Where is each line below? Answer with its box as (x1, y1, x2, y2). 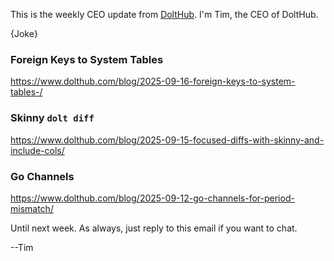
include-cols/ (10, 144, 65, 156)
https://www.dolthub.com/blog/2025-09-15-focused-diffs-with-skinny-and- (10, 134, 325, 146)
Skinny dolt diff (10, 111, 95, 125)
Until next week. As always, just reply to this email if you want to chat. (10, 222, 298, 234)
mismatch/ (10, 202, 54, 214)
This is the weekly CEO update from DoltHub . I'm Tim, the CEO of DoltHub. (10, 9, 319, 20)
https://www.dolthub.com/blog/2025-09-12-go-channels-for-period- (10, 192, 295, 204)
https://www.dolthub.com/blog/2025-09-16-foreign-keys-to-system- (10, 75, 296, 88)
